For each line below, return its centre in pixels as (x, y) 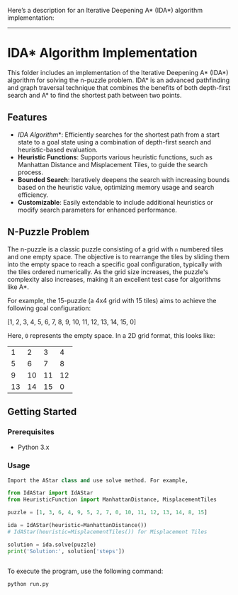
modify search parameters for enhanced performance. (97, 210)
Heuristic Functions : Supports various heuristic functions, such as (115, 157)
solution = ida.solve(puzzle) (52, 545)
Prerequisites (31, 431)
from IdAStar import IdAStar (50, 493)
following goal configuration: (49, 308)
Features (27, 117)
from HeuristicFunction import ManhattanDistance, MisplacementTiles (112, 500)
